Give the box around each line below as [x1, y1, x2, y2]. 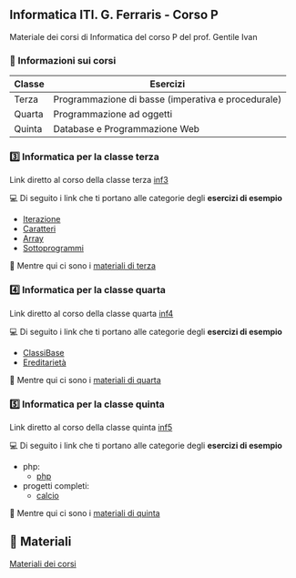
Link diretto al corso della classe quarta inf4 [9, 308, 174, 319]
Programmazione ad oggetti [53, 108, 173, 121]
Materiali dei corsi [9, 558, 77, 569]
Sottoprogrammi [22, 243, 85, 254]
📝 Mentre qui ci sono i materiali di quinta [9, 508, 161, 518]
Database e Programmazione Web [53, 123, 200, 136]
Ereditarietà [22, 357, 66, 368]
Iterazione [22, 214, 61, 225]
